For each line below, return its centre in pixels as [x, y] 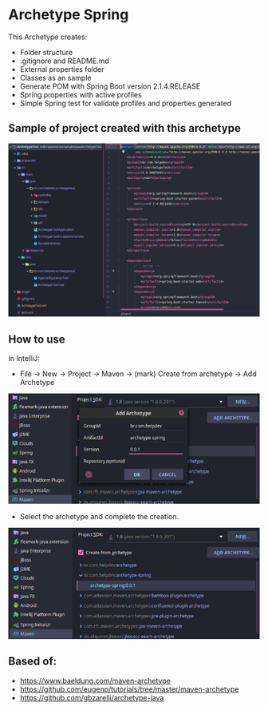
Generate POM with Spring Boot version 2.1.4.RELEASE [110, 86]
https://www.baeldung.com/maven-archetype [95, 680]
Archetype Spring [69, 15]
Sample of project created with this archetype [124, 128]
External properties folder [62, 69]
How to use [37, 339]
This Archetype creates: [48, 37]
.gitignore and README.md [64, 61]
